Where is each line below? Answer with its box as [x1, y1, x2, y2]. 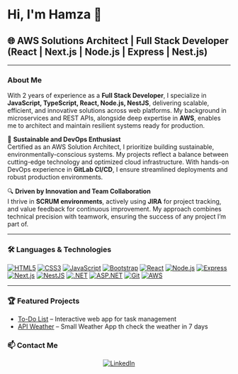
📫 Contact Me [7, 340, 58, 350]
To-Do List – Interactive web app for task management [17, 314, 177, 323]
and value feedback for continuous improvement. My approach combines [7, 205, 222, 214]
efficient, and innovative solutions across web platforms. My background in [7, 106, 227, 115]
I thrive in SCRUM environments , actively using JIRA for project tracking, [7, 197, 222, 206]
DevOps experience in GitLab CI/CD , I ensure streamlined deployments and [7, 165, 228, 174]
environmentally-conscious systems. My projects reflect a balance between [7, 150, 229, 159]
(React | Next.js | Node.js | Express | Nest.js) [7, 45, 208, 57]
